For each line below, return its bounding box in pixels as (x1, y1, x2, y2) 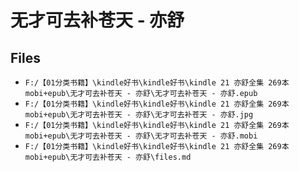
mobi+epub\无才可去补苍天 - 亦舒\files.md (24, 152, 192, 162)
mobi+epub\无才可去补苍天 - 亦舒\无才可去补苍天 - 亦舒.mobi (24, 131, 258, 141)
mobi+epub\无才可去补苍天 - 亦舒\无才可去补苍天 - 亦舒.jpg (24, 110, 254, 120)
